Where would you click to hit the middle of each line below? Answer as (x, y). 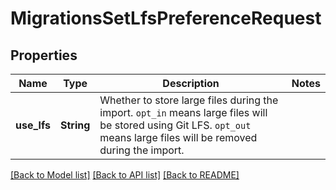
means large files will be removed (178, 137)
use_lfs (33, 125)
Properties (44, 55)
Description (191, 83)
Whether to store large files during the (189, 100)
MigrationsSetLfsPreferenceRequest (166, 18)
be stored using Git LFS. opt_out (175, 125)
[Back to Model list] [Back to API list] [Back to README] (125, 175)
